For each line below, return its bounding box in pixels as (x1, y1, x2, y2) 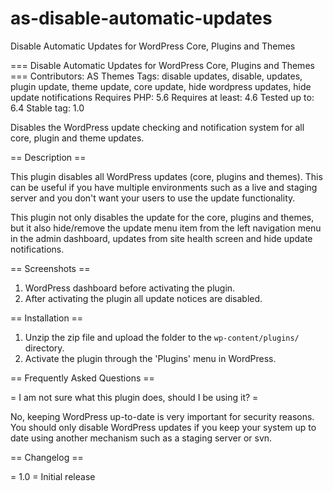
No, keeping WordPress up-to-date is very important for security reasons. (10, 410, 315, 422)
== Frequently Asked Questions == (10, 372, 155, 384)
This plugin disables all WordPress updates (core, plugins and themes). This (10, 170, 323, 182)
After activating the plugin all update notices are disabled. (24, 292, 263, 304)
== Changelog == (10, 451, 84, 463)
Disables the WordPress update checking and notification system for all (10, 121, 305, 133)
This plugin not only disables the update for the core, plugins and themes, (10, 211, 315, 223)
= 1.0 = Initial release (10, 470, 96, 482)
